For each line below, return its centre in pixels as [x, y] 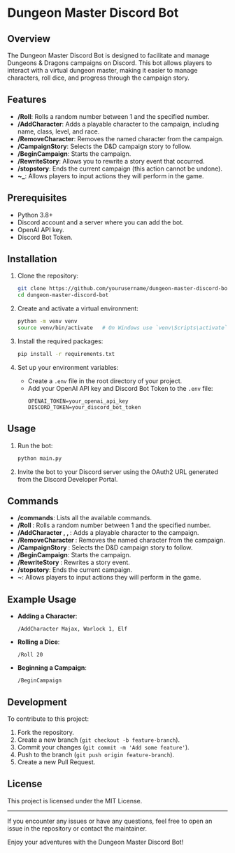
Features [27, 100]
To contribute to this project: [48, 719]
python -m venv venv [47, 322]
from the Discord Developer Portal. [67, 479]
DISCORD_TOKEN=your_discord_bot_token [84, 407]
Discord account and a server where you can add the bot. [100, 222]
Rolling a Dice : [38, 642]
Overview [29, 39]
